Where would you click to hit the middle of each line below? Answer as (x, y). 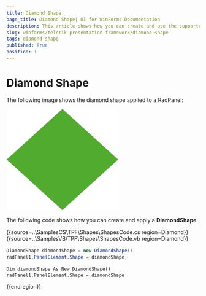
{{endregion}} (24, 286)
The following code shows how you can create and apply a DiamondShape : (102, 220)
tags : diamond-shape (33, 39)
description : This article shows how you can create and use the (91, 26)
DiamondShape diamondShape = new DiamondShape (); (71, 251)
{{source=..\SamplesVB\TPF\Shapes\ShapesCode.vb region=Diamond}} (97, 238)
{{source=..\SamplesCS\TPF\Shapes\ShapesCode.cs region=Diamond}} (97, 232)
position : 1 (21, 52)
